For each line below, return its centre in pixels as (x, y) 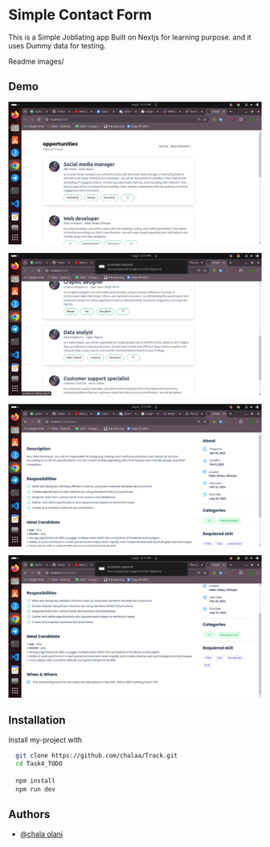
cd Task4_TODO (39, 764)
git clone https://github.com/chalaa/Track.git (97, 755)
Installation (37, 720)
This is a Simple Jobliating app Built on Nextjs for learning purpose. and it (130, 37)
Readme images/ (36, 61)
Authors (29, 814)
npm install (36, 781)
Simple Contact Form (80, 15)
